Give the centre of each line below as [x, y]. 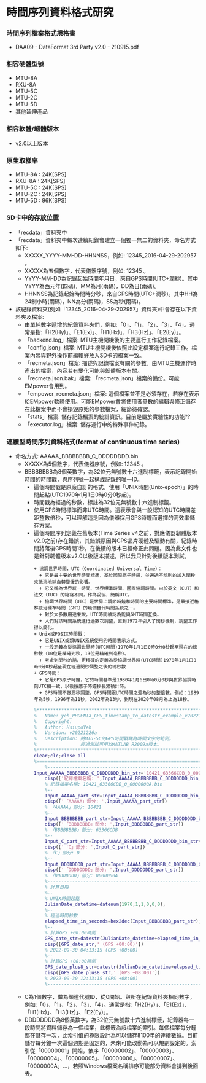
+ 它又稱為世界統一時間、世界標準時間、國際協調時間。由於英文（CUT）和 [119, 588]
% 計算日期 [57, 887]
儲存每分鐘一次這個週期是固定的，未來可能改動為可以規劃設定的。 [108, 1042]
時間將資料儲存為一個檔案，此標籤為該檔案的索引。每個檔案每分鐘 [113, 1027]
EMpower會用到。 [47, 386]
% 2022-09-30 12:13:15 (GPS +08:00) [92, 979]
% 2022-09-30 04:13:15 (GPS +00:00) [92, 950]
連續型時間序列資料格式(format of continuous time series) [93, 442]
